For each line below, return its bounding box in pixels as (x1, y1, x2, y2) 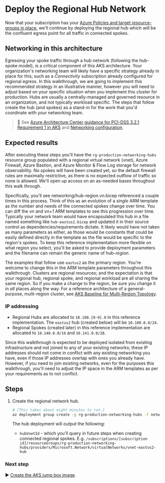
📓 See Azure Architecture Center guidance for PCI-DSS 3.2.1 (17, 119, 139, 125)
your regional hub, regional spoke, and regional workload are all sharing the (5, 275, 158, 281)
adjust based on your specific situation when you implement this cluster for (5, 88, 158, 94)
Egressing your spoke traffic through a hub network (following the (5, 57, 138, 63)
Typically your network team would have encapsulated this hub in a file (5, 213, 149, 219)
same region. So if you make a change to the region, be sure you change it (5, 280, 156, 286)
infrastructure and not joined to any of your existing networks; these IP (5, 344, 148, 350)
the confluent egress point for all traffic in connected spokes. (5, 30, 129, 36)
